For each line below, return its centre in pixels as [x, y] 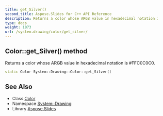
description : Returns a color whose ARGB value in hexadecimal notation [80, 18]
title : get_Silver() [26, 9]
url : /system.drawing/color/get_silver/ [47, 32]
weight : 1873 [18, 27]
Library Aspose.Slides [34, 108]
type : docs [16, 23]
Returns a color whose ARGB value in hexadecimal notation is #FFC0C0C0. [80, 63]
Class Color [24, 98]
